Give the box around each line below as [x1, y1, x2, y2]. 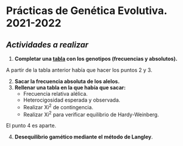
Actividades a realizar [6, 40, 89, 50]
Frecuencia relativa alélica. [23, 91, 88, 97]
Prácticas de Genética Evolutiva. [6, 4, 167, 18]
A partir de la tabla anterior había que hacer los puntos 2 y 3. [6, 67, 153, 74]
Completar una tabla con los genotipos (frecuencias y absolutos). [14, 55, 178, 62]
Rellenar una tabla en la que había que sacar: [14, 84, 126, 91]
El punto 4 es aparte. [6, 122, 57, 129]
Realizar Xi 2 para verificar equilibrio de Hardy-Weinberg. [23, 110, 159, 118]
